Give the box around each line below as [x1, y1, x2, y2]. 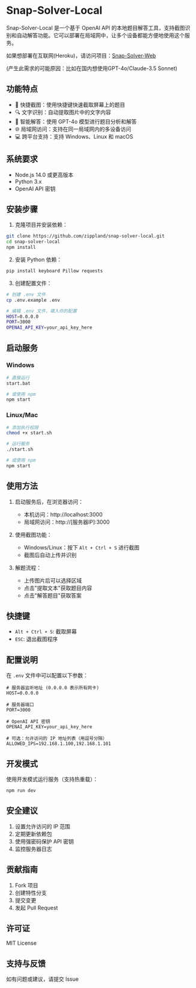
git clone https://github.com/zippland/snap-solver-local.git [6, 233, 165, 239]
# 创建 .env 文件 [6, 292, 46, 298]
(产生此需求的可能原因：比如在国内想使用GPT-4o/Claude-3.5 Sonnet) [6, 64, 178, 72]
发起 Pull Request [14, 904, 58, 911]
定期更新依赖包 [14, 830, 52, 837]
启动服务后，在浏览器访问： [14, 498, 84, 505]
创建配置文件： [14, 280, 52, 287]
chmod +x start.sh [6, 430, 52, 436]
